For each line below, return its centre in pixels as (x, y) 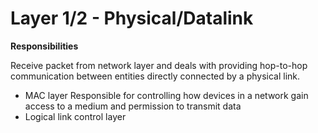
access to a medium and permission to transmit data (133, 106)
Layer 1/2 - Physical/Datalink (132, 18)
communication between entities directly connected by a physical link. (155, 76)
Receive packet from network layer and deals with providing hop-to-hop (159, 65)
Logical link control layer (75, 116)
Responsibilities (44, 46)
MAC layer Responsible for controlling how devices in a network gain (166, 95)
